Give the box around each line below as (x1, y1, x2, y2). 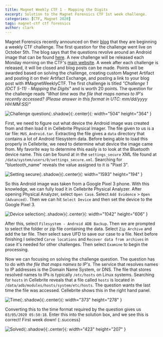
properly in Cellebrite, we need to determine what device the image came (5, 141, 153, 147)
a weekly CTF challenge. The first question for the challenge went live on (5, 44, 152, 50)
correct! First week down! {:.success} (5, 317, 81, 323)
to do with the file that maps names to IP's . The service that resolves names (5, 262, 159, 267)
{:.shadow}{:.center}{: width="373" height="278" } (20, 297, 122, 303)
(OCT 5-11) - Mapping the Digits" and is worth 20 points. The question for (5, 86, 153, 92)
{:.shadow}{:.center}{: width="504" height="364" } (48, 111, 152, 117)
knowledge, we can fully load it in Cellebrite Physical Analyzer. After (5, 186, 142, 192)
